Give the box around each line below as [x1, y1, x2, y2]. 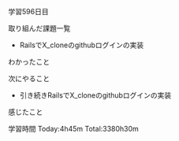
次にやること [8, 74, 50, 83]
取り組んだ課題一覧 [8, 24, 71, 33]
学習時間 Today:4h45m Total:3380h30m [8, 124, 140, 133]
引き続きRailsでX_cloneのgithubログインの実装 [19, 91, 172, 100]
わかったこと [8, 58, 50, 66]
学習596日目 [8, 7, 49, 16]
